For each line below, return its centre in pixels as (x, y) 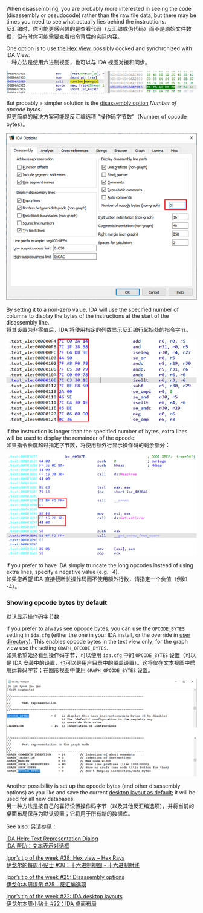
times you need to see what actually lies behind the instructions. (86, 21)
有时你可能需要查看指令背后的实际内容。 (72, 36)
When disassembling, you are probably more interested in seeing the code (99, 9)
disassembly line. (28, 322)
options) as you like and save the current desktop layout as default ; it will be (101, 792)
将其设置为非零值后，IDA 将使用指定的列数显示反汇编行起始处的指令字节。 (99, 329)
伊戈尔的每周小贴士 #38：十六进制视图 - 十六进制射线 (73, 865)
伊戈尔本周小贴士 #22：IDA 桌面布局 (51, 903)
